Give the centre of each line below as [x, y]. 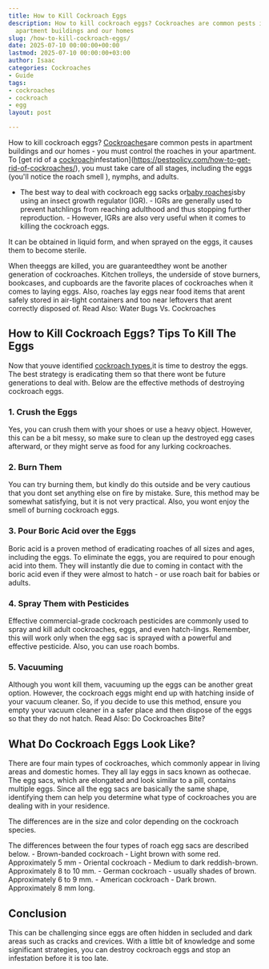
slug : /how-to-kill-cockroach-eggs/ [69, 38]
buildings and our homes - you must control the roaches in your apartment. [132, 151]
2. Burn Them [35, 468]
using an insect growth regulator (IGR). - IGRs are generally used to [131, 201]
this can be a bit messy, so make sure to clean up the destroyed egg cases [131, 438]
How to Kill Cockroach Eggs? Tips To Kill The [122, 334]
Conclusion [38, 913]
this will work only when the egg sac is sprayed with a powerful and [120, 638]
